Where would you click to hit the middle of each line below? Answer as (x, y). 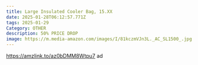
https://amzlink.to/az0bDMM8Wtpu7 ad (55, 56)
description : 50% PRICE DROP (42, 34)
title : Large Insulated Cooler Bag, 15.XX (59, 12)
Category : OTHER (26, 28)
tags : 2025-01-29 (28, 22)
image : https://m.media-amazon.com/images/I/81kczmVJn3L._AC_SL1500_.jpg (99, 39)
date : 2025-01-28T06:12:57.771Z (46, 17)
